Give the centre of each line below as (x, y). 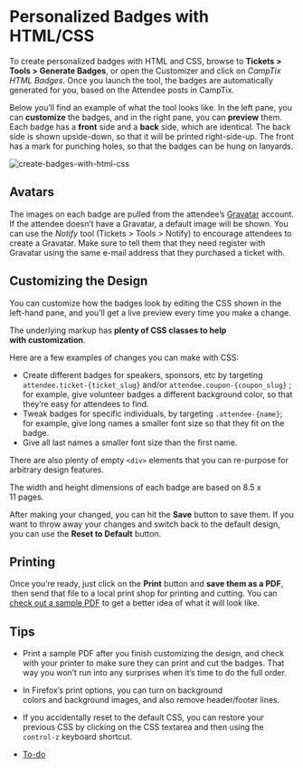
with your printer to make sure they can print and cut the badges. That (153, 663)
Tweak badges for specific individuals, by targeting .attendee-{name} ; (152, 413)
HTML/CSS (52, 36)
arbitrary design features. (57, 470)
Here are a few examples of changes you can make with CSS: (124, 357)
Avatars (32, 192)
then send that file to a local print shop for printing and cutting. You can (144, 593)
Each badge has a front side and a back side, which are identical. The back (150, 126)
